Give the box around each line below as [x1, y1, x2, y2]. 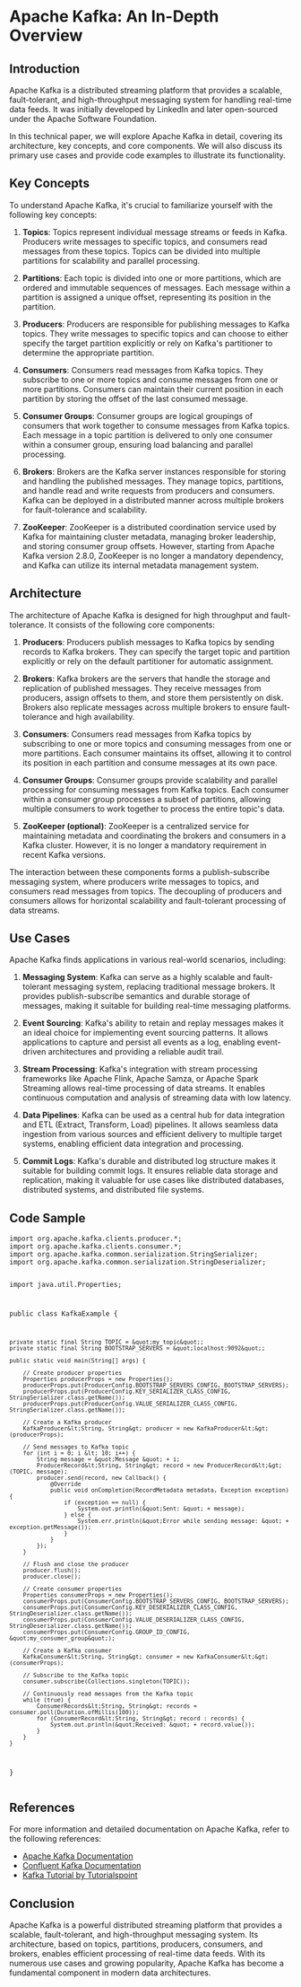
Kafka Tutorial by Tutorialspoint [21, 1869, 138, 1881]
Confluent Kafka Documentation [21, 1860, 142, 1871]
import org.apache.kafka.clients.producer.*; [9, 1234, 182, 1244]
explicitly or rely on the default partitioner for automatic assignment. [21, 655, 274, 666]
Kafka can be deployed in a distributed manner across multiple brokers [21, 495, 285, 505]
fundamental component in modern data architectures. [9, 1967, 211, 1978]
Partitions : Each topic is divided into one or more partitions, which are [21, 272, 282, 284]
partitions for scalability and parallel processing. [21, 255, 201, 266]
